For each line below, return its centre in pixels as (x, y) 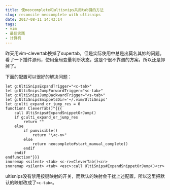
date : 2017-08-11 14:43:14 (34, 19)
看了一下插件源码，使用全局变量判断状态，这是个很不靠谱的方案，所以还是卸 (85, 59)
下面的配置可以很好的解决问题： (39, 77)
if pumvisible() (41, 130)
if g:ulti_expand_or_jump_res (46, 117)
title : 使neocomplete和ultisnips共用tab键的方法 (55, 10)
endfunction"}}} (22, 157)
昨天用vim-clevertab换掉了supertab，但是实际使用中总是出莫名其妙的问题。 (85, 53)
